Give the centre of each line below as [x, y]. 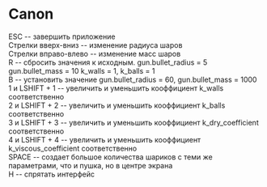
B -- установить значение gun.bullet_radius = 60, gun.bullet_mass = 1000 [133, 79]
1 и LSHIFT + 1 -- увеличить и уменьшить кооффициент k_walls [116, 88]
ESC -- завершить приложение [62, 36]
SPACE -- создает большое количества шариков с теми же [110, 157]
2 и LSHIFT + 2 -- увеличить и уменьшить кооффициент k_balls [117, 105]
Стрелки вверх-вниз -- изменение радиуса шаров [95, 45]
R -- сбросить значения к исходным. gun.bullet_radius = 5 [108, 62]
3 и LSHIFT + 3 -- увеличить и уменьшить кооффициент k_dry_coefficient [133, 122]
